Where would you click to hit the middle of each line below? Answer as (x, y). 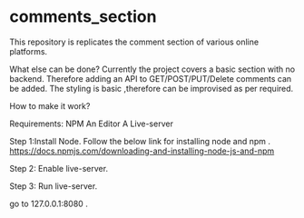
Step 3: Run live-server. (54, 186)
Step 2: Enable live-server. (59, 168)
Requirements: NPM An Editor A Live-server (92, 124)
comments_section (83, 17)
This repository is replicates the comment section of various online (134, 42)
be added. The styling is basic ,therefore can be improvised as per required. (152, 88)
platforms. (29, 51)
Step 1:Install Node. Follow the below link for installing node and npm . (140, 141)
